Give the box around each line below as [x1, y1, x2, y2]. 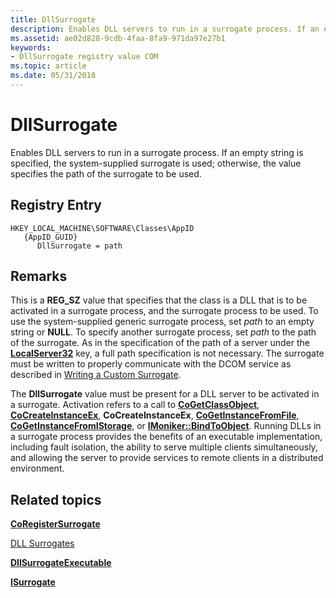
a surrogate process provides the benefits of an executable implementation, [10, 431, 323, 443]
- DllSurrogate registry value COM [10, 52, 159, 62]
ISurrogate [10, 576, 56, 588]
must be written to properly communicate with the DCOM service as [10, 358, 292, 370]
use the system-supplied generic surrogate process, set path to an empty [10, 316, 315, 328]
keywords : [10, 42, 52, 53]
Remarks [10, 268, 68, 285]
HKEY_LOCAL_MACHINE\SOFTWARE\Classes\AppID [10, 223, 195, 233]
